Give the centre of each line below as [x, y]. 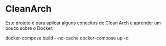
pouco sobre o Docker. [29, 28]
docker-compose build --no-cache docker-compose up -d [67, 38]
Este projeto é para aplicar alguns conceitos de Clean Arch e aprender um [83, 23]
